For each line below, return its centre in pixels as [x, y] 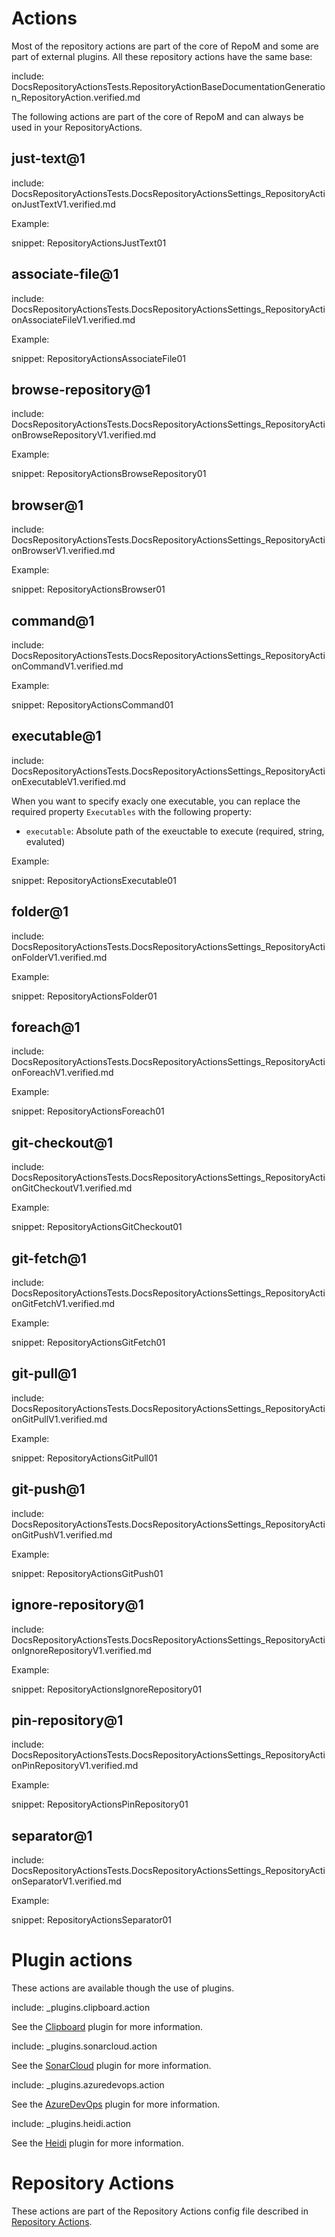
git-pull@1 [44, 1373]
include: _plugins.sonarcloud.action [84, 2046]
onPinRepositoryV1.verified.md [75, 1766]
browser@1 [47, 505]
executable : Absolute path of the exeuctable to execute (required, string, [175, 831]
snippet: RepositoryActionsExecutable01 [94, 880]
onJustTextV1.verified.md [63, 204]
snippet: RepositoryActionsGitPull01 [84, 1458]
